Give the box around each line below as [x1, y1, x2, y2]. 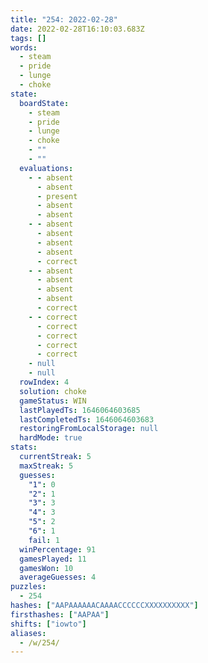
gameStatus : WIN [19, 396, 87, 406]
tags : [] [10, 33, 47, 43]
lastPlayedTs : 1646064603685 [19, 405, 141, 415]
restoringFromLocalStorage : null [19, 424, 159, 434]
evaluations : [19, 163, 74, 173]
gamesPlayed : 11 [19, 554, 87, 564]
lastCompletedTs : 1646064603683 [19, 414, 155, 425]
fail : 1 [28, 535, 60, 545]
